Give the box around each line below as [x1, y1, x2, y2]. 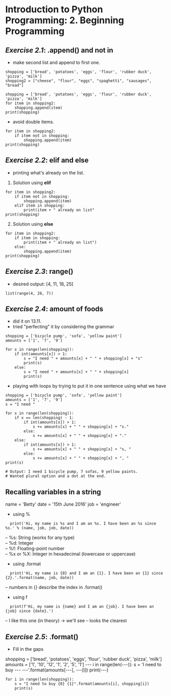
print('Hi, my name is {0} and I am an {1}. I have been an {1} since [10, 571, 163, 576]
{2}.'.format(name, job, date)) [5, 575, 74, 581]
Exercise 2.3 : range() [5, 267, 74, 276]
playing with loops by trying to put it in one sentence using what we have [12, 383, 166, 389]
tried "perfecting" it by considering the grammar [12, 324, 114, 330]
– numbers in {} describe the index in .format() [5, 584, 103, 590]
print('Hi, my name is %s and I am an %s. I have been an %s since [10, 521, 157, 526]
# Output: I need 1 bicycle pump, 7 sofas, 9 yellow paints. [5, 469, 138, 474]
